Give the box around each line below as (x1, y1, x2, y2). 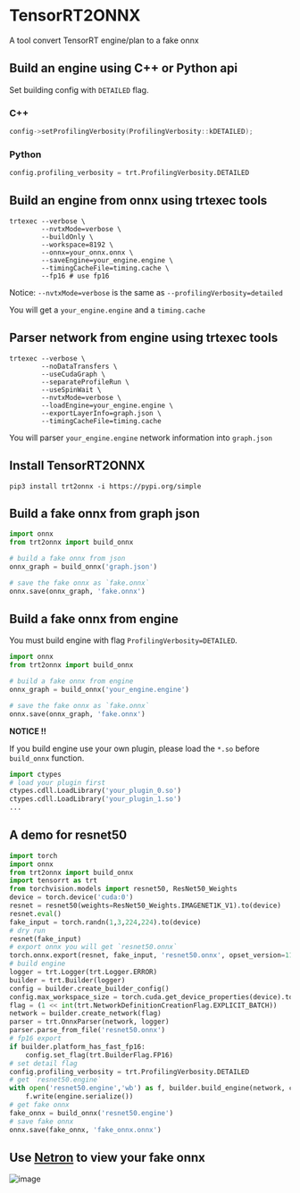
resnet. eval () (9, 909, 62, 918)
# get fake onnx (9, 1100, 70, 1110)
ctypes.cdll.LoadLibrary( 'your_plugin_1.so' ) (9, 795, 181, 804)
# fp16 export (9, 1034, 62, 1043)
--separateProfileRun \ (41, 377, 129, 387)
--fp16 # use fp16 (41, 271, 110, 280)
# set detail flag (9, 1059, 78, 1068)
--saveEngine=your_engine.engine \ (41, 255, 174, 264)
